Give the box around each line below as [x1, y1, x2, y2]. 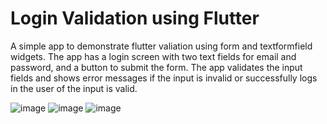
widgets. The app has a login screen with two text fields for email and [10, 50, 297, 62]
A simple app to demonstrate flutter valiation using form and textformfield [10, 40, 313, 52]
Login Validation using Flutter [10, 7, 260, 30]
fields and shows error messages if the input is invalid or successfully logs [10, 72, 318, 84]
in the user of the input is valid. [10, 82, 138, 94]
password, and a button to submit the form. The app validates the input [10, 61, 303, 73]
